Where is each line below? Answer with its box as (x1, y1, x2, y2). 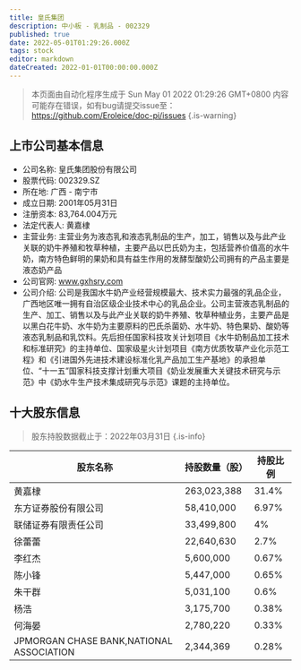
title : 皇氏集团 (9, 13, 64, 22)
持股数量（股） (185, 460, 248, 473)
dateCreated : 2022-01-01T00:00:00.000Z (9, 64, 159, 73)
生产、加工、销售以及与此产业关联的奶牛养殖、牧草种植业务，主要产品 (21, 309, 282, 320)
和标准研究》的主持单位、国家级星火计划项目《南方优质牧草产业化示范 (21, 342, 282, 354)
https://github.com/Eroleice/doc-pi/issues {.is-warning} (30, 109, 237, 121)
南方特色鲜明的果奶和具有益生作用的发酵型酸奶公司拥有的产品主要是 (38, 253, 289, 264)
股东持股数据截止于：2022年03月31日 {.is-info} (30, 431, 206, 442)
